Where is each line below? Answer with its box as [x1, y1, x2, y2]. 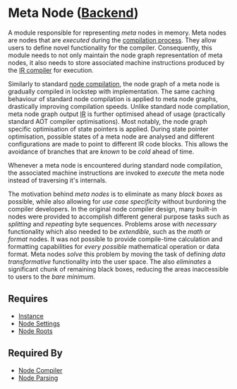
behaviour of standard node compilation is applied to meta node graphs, [8, 94, 218, 103]
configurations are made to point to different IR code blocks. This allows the [8, 139, 229, 148]
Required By [8, 347, 63, 359]
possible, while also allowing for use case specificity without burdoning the [8, 197, 226, 206]
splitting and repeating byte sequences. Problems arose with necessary [8, 219, 217, 228]
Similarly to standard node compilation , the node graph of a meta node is [8, 79, 220, 88]
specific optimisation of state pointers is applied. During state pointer [8, 124, 209, 133]
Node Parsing [18, 373, 59, 382]
